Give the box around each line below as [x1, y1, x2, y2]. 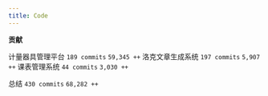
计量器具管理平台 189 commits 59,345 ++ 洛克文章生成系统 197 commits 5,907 [8, 51, 261, 61]
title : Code [8, 11, 48, 20]
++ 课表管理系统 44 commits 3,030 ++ [8, 62, 129, 71]
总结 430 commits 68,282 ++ [8, 78, 99, 88]
